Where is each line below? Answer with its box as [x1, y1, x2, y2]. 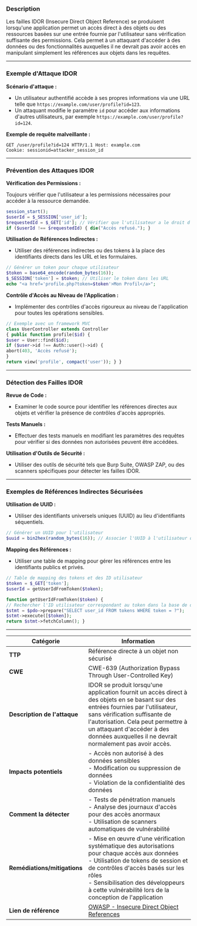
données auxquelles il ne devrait [88, 733, 178, 741]
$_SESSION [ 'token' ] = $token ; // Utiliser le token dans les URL [6, 276, 169, 282]
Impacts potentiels [9, 768, 63, 776]
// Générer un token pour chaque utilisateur [6, 265, 119, 270]
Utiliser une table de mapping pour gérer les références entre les [14, 557, 171, 564]
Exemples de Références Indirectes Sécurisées [6, 487, 144, 496]
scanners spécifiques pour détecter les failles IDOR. [14, 467, 141, 474]
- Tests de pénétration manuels [88, 795, 176, 804]
